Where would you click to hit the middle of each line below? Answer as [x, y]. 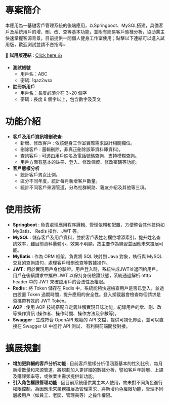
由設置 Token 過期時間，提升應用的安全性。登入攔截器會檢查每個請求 [84, 294]
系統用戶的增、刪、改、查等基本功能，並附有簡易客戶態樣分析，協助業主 [89, 31]
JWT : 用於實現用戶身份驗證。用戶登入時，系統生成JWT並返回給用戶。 [87, 269]
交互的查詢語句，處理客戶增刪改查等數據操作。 [61, 263]
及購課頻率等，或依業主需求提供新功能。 [55, 376]
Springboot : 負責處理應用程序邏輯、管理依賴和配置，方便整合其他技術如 [89, 225]
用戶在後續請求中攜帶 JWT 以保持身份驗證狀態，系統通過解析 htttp [82, 275]
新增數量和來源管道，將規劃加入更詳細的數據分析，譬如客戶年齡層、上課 [88, 370]
